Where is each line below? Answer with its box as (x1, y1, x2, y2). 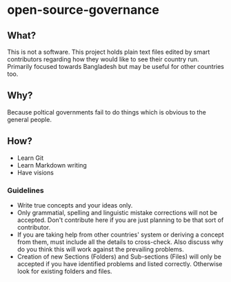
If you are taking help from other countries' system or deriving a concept (17, 230, 224, 239)
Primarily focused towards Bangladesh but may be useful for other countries (7, 63, 224, 70)
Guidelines (7, 185, 44, 195)
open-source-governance (7, 2, 160, 18)
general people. (7, 115, 52, 123)
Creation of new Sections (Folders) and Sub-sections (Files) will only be (17, 252, 222, 261)
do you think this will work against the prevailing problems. (17, 245, 184, 253)
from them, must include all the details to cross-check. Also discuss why (17, 237, 224, 246)
